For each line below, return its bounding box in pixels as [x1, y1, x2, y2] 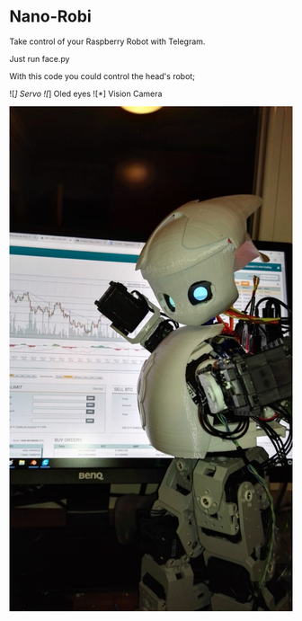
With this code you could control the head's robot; [9, 70, 196, 82]
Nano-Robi [9, 6, 92, 27]
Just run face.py [9, 53, 70, 64]
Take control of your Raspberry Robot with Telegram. [9, 36, 206, 47]
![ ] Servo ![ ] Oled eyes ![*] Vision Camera [9, 88, 163, 99]
